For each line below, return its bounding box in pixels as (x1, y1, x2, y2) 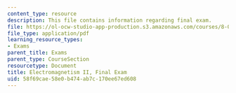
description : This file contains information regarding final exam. (7, 17, 212, 24)
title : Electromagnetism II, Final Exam (7, 69, 128, 76)
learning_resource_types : (7, 36, 83, 43)
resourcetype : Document (7, 62, 77, 69)
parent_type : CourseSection (7, 56, 90, 63)
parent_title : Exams (7, 50, 68, 57)
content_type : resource (7, 10, 77, 17)
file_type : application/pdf (7, 29, 90, 37)
